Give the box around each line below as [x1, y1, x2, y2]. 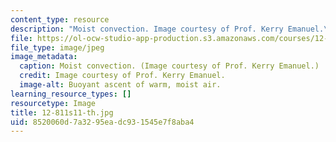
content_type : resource [10, 14, 110, 25]
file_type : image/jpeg [10, 42, 105, 53]
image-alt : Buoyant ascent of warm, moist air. [19, 80, 222, 90]
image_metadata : [10, 52, 78, 62]
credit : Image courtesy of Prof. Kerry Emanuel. [19, 71, 226, 81]
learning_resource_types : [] [10, 89, 132, 99]
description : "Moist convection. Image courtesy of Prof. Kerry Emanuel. [10, 24, 325, 34]
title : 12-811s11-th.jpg [10, 107, 114, 118]
